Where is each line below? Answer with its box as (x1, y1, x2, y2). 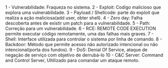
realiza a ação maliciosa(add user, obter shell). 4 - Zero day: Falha (5, 15, 143, 20)
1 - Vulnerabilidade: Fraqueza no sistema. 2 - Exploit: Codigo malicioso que (5, 4, 161, 10)
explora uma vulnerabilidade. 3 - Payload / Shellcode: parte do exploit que (5, 9, 160, 15)
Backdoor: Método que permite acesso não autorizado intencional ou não (5, 41, 158, 47)
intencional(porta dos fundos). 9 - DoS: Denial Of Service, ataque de (5, 47, 148, 52)
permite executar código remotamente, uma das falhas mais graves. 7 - (5, 31, 154, 36)
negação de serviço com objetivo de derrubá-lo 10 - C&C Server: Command (5, 52, 163, 58)
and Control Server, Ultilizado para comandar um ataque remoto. (5, 57, 140, 63)
